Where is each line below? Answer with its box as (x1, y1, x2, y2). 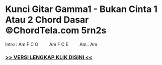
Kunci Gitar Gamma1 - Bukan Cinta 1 (5, 3, 157, 15)
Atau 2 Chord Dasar (5, 14, 89, 25)
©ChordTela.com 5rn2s (5, 25, 107, 36)
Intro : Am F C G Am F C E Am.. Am (5, 41, 97, 47)
